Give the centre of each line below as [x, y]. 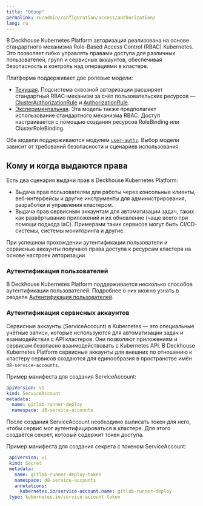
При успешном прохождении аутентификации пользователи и [87, 243]
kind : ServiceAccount [34, 393]
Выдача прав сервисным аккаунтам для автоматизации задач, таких [105, 211]
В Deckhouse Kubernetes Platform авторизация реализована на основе [98, 41]
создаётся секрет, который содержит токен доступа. [75, 435]
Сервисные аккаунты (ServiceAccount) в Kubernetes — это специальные [101, 326]
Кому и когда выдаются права [67, 165]
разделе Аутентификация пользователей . [60, 297]
